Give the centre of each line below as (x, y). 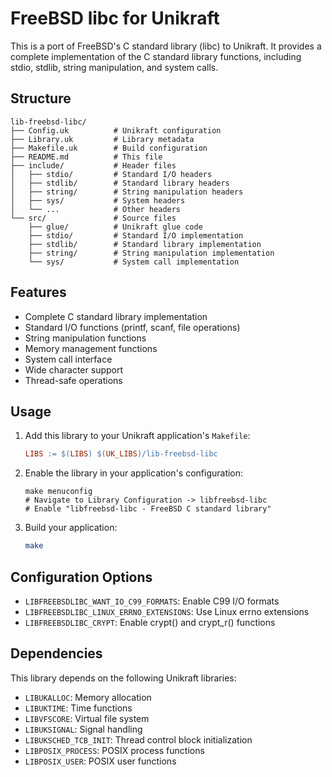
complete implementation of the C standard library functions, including (156, 56)
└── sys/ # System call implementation (134, 262)
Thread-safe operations (73, 380)
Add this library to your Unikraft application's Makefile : (137, 436)
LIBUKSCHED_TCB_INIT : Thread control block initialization (138, 739)
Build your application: (71, 528)
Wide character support (74, 369)
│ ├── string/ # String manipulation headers (127, 192)
